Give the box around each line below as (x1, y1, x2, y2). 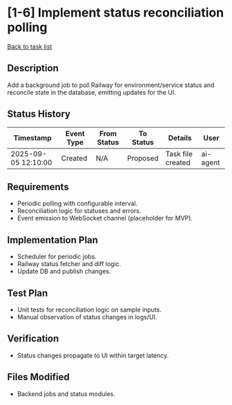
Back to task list (7, 42, 52, 50)
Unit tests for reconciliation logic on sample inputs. (17, 305, 162, 314)
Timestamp (13, 133, 52, 142)
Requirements (7, 181, 69, 193)
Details (168, 133, 192, 142)
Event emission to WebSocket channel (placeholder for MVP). (17, 214, 193, 223)
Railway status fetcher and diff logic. (17, 260, 122, 268)
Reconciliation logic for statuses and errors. (17, 207, 142, 215)
